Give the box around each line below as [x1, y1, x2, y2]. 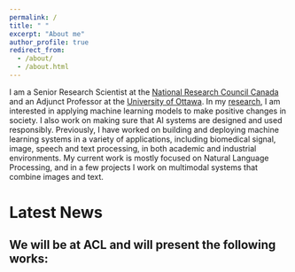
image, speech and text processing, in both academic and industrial [9, 143, 257, 153]
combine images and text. [9, 171, 105, 182]
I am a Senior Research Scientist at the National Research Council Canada [9, 86, 279, 97]
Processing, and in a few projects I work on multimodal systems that [9, 161, 259, 173]
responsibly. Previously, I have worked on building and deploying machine [9, 124, 279, 135]
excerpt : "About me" [9, 29, 86, 38]
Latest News [9, 203, 104, 222]
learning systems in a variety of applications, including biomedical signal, [9, 134, 276, 144]
